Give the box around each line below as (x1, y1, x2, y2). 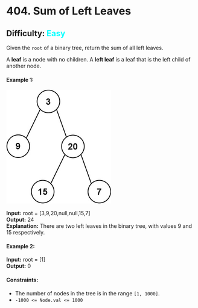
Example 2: (6, 242, 35, 250)
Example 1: (6, 76, 34, 83)
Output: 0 (6, 262, 31, 269)
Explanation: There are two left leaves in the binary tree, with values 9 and (6, 222, 192, 230)
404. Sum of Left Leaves (6, 4, 132, 18)
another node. (6, 62, 42, 69)
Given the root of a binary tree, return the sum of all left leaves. (6, 44, 164, 51)
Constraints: (6, 276, 39, 283)
